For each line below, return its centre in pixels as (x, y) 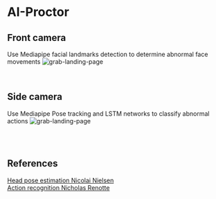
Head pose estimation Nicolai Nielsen (61, 180)
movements (24, 62)
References (33, 164)
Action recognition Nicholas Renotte (58, 187)
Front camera (37, 38)
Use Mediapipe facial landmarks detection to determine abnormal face (108, 54)
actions (18, 121)
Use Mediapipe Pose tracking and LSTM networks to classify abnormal (108, 113)
